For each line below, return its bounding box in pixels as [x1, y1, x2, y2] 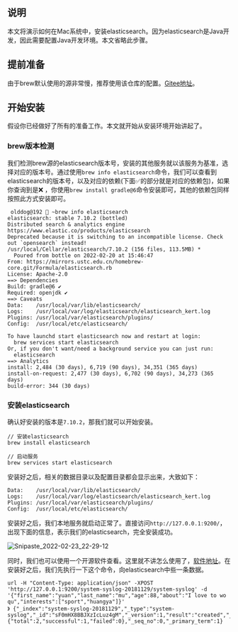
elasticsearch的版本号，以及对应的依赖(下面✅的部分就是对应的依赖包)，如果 [7, 176, 230, 185]
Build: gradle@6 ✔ [7, 283, 62, 290]
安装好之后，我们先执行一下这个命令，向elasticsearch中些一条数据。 [7, 565, 208, 574]
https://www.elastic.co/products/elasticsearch [7, 227, 151, 234]
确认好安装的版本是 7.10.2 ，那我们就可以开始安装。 [7, 418, 157, 426]
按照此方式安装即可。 [7, 194, 69, 202]
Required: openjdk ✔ [7, 289, 69, 296]
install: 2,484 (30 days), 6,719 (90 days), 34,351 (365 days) [7, 364, 198, 371]
